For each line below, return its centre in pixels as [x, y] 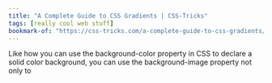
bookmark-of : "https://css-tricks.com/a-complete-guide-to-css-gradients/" [139, 31]
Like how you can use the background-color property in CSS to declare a [130, 54]
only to [20, 71]
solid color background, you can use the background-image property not [130, 62]
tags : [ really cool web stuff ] [61, 23]
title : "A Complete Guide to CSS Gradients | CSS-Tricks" [108, 16]
